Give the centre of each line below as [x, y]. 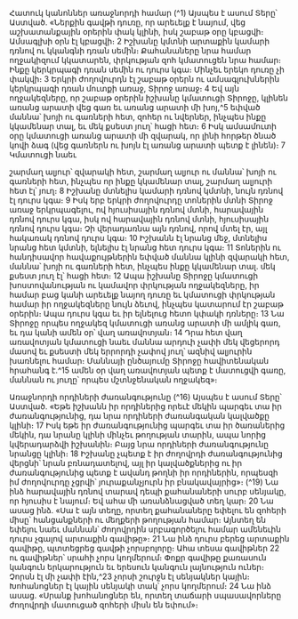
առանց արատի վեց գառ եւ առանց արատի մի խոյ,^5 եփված [135, 107]
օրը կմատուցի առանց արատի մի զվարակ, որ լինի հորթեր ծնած [143, 136]
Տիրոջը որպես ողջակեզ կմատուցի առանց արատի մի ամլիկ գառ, [145, 323]
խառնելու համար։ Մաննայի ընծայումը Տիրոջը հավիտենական [139, 361]
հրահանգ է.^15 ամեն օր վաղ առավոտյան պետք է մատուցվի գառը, [148, 370]
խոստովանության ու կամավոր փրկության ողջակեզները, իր [134, 285]
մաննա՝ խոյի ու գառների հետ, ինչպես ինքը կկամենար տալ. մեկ [142, 266]
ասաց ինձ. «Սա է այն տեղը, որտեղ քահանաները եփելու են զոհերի [148, 510]
